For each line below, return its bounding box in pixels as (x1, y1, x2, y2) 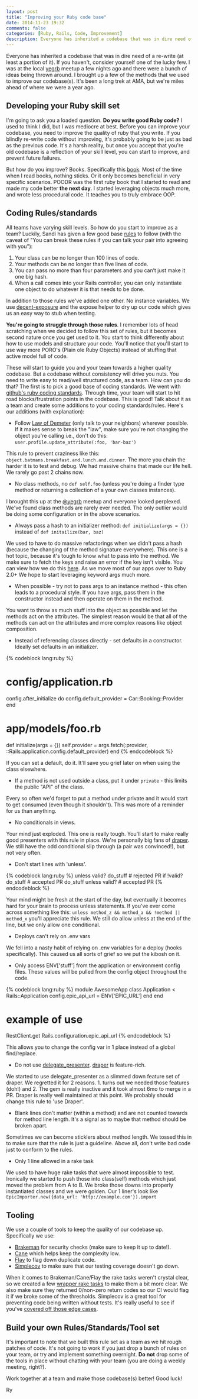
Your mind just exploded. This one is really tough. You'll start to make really (6, 830, 189, 837)
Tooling (6, 1210, 34, 1220)
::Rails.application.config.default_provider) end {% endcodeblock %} (6, 748, 173, 755)
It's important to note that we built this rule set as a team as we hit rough (6, 1338, 182, 1346)
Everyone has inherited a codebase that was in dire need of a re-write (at (6, 53, 184, 59)
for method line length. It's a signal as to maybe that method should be (14, 1116, 187, 1123)
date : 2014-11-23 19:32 (6, 20, 65, 25)
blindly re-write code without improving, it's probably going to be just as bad (6, 135, 192, 143)
